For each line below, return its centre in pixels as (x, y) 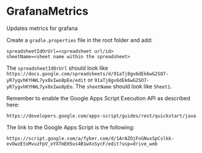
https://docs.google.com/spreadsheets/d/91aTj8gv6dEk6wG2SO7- (87, 74)
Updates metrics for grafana (42, 28)
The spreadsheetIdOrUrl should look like (57, 68)
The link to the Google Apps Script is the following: (71, 127)
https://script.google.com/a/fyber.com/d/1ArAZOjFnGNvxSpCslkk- (90, 138)
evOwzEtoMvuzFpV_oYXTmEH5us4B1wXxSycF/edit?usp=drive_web (82, 144)
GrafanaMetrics (48, 11)
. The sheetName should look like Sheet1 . (122, 86)
